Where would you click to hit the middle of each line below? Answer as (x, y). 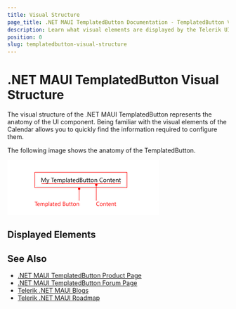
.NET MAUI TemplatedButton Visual (113, 80)
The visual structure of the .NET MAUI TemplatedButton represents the (110, 114)
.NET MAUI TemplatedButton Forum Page (77, 283)
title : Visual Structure (44, 15)
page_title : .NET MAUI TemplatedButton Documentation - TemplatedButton (116, 22)
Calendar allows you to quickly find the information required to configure (112, 129)
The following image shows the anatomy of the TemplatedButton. (101, 150)
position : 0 (25, 37)
